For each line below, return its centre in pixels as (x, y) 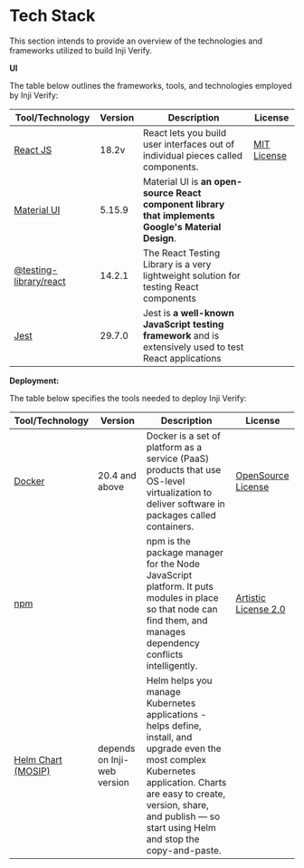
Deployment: (34, 381)
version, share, (178, 805)
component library (184, 204)
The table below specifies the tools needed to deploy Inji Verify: (128, 398)
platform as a (174, 447)
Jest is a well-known (189, 313)
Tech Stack (52, 16)
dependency (173, 642)
